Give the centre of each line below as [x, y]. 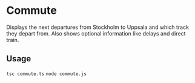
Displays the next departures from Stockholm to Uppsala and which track [98, 27]
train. [13, 40]
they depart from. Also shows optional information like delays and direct [96, 33]
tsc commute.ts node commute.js [46, 74]
